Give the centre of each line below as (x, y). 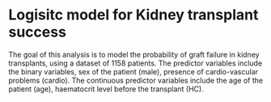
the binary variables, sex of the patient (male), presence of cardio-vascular (133, 71)
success (38, 32)
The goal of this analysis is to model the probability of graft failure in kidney (134, 54)
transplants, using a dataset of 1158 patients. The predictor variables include (135, 63)
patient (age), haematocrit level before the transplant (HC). (106, 89)
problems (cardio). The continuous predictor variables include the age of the (136, 80)
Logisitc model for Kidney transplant (133, 15)
